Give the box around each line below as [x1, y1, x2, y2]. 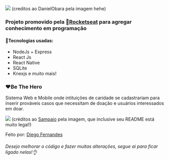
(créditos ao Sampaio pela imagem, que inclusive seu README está [11, 116, 155, 122]
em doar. [5, 106, 24, 112]
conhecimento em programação [5, 25, 87, 32]
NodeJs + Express [12, 49, 52, 55]
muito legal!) [5, 122, 32, 128]
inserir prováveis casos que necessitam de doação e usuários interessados [5, 100, 164, 106]
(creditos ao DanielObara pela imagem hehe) [11, 6, 107, 12]
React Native [12, 60, 40, 66]
